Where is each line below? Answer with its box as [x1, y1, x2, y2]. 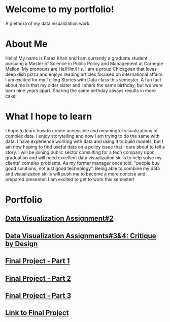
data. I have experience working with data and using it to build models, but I [5, 138, 163, 144]
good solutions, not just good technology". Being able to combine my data [5, 165, 160, 171]
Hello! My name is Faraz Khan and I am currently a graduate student [5, 55, 148, 61]
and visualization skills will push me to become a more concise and [5, 170, 146, 177]
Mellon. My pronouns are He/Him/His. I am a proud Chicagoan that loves [5, 66, 157, 72]
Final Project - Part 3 [5, 291, 72, 300]
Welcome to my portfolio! [5, 4, 114, 15]
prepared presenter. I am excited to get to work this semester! [5, 176, 134, 182]
